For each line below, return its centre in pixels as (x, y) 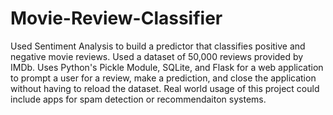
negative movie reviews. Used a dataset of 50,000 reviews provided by (157, 56)
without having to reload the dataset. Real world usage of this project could (165, 88)
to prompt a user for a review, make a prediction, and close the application (163, 78)
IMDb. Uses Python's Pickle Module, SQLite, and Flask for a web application (167, 67)
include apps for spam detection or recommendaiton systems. (138, 99)
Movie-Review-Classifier (116, 18)
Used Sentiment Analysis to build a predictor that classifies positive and (158, 46)
